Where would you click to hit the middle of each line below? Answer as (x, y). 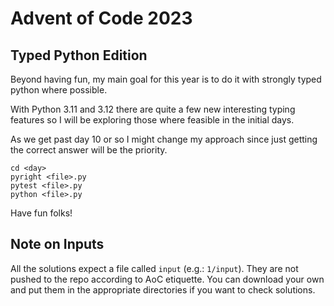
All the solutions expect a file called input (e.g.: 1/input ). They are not (154, 268)
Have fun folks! (41, 213)
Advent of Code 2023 (101, 18)
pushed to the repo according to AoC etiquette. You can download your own (167, 279)
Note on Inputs (57, 244)
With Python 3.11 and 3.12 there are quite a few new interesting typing (153, 109)
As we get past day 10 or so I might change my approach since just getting (164, 139)
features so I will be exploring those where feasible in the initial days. (152, 120)
